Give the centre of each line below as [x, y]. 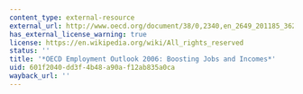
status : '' [30, 51]
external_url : [36, 26]
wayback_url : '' [40, 76]
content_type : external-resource [72, 17]
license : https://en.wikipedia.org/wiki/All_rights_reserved [127, 43]
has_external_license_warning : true [78, 34]
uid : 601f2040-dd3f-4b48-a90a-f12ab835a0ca [92, 68]
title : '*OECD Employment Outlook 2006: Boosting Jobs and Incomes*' [143, 59]
